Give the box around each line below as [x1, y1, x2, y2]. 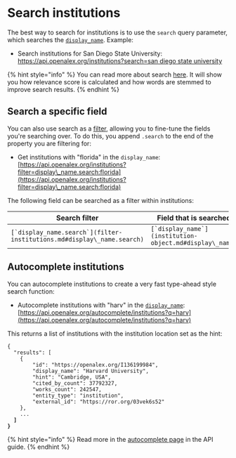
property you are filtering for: [7, 139, 91, 148]
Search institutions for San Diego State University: [17, 49, 163, 58]
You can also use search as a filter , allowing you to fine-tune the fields [7, 124, 211, 133]
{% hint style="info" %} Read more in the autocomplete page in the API [7, 435, 214, 443]
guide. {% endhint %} [7, 443, 70, 451]
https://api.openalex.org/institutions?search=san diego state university [17, 56, 223, 65]
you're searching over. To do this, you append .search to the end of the [7, 131, 214, 140]
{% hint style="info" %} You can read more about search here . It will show [7, 70, 223, 79]
